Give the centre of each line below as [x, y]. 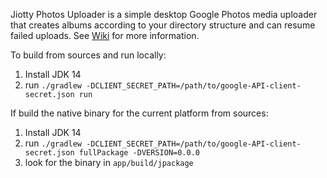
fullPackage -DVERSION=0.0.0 [139, 153]
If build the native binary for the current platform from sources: [139, 113]
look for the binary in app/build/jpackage [109, 162]
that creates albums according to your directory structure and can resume [163, 25]
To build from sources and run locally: [88, 55]
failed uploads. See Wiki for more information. [105, 35]
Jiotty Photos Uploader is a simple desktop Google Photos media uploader [164, 14]
